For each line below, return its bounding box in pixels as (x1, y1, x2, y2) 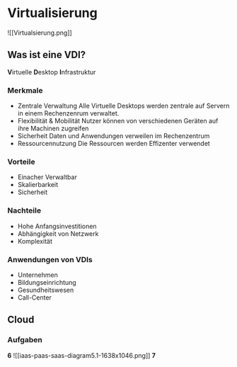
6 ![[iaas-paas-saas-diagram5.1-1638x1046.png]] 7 (7, 351, 156, 359)
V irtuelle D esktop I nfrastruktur (7, 67, 96, 76)
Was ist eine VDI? (7, 49, 86, 61)
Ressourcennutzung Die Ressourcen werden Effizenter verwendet (17, 140, 210, 148)
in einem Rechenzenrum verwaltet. (17, 109, 120, 118)
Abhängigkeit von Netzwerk (17, 229, 99, 238)
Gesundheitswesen (17, 286, 74, 294)
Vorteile (7, 157, 35, 166)
